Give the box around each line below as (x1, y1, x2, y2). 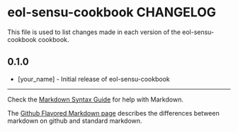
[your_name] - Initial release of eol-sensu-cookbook (17, 75, 170, 83)
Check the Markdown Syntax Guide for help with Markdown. (7, 95, 184, 104)
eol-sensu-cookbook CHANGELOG (7, 4, 216, 21)
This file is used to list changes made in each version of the (7, 28, 181, 36)
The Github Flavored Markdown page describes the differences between (7, 109, 220, 117)
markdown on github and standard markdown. (7, 116, 142, 125)
